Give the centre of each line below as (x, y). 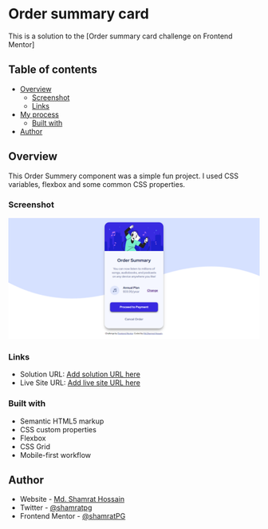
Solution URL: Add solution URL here (80, 374)
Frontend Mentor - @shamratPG (73, 516)
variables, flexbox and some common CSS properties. (97, 184)
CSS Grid (35, 446)
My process (39, 114)
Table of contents (53, 70)
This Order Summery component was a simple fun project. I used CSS (124, 176)
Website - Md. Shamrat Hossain (72, 499)
